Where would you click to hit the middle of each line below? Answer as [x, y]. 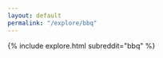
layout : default [34, 15]
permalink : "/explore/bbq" [52, 23]
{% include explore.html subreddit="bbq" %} [81, 45]
